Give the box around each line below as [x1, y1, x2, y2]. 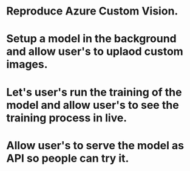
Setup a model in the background [6, 32, 177, 46]
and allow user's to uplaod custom [6, 45, 183, 59]
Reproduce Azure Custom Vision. [6, 4, 178, 18]
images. [6, 57, 48, 71]
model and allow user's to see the [6, 98, 179, 112]
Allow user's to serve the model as [6, 138, 184, 152]
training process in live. [6, 111, 127, 124]
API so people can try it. [6, 151, 129, 165]
